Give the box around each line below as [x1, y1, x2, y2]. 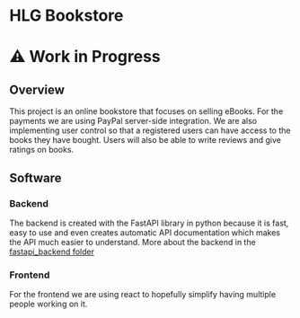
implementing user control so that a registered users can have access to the [9, 125, 291, 136]
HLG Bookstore [9, 5, 124, 26]
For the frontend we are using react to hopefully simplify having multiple [9, 289, 277, 300]
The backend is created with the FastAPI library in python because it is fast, [9, 217, 289, 228]
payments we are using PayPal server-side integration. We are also [9, 116, 258, 127]
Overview [9, 82, 66, 97]
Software [9, 170, 62, 185]
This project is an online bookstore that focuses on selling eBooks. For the [9, 106, 284, 117]
